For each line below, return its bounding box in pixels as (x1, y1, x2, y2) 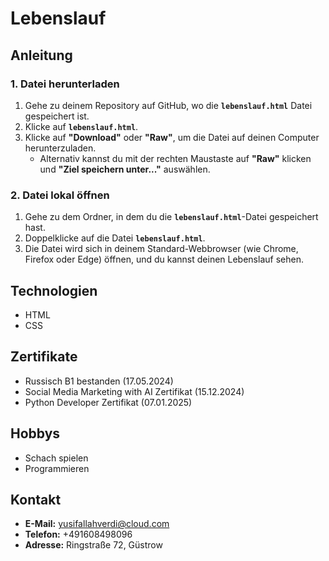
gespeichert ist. (24, 110, 90, 122)
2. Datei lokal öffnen (10, 188, 110, 202)
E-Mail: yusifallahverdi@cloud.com (24, 518, 170, 530)
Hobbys (10, 425, 61, 442)
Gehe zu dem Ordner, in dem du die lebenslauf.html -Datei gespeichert (24, 211, 319, 223)
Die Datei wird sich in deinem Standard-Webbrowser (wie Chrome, (24, 243, 299, 255)
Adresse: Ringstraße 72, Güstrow (24, 539, 163, 551)
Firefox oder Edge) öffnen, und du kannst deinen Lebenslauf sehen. (24, 253, 304, 266)
